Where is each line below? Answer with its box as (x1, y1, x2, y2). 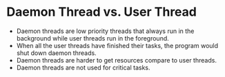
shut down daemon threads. (16, 49, 97, 57)
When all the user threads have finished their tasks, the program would (16, 41, 219, 49)
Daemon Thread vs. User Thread (6, 4, 197, 20)
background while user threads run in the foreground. (16, 34, 170, 42)
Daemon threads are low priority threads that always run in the (16, 27, 195, 35)
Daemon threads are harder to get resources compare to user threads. (16, 56, 217, 64)
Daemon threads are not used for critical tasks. (16, 63, 150, 71)
